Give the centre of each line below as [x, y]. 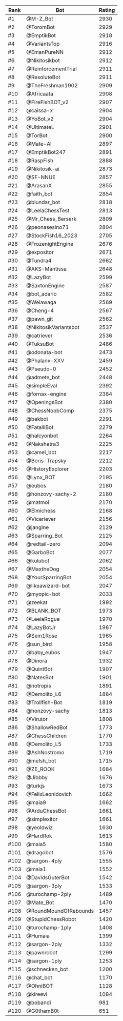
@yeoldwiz [39, 827]
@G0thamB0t [43, 1011]
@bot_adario [42, 294]
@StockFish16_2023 [52, 235]
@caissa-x [39, 111]
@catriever [39, 336]
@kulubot [38, 561]
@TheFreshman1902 [52, 85]
